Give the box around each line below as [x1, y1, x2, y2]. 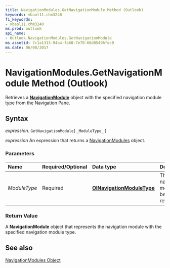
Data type [92, 163, 116, 170]
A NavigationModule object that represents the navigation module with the [5, 224, 162, 230]
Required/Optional [42, 163, 88, 170]
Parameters [5, 150, 34, 157]
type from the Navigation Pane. [5, 100, 70, 106]
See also [5, 244, 33, 252]
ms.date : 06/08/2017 [5, 45, 49, 50]
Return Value [5, 212, 38, 219]
